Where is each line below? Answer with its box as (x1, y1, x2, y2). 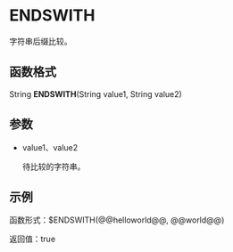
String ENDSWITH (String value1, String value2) (9, 88, 183, 99)
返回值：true (9, 233, 56, 245)
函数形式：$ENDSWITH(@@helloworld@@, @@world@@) (9, 215, 225, 225)
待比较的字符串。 (21, 161, 86, 172)
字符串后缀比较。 (9, 36, 72, 46)
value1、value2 (21, 142, 79, 152)
